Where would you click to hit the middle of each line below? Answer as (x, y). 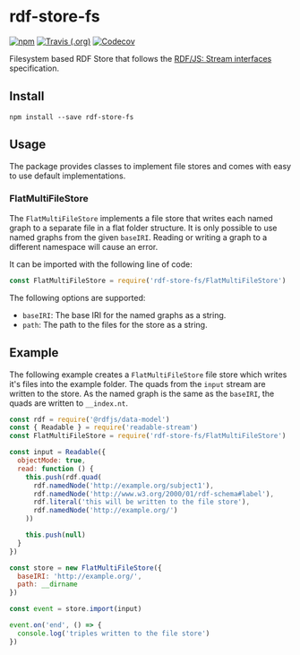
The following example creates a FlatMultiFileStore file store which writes (148, 375)
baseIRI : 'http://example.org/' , (80, 576)
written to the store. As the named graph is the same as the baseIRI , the (142, 393)
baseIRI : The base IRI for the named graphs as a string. (124, 315)
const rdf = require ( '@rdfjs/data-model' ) (90, 419)
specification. (34, 68)
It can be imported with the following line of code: (101, 264)
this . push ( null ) (56, 535)
